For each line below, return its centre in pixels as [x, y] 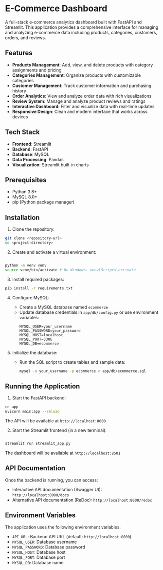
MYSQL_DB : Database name [38, 562]
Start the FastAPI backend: [39, 398]
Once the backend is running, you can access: [52, 480]
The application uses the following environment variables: [63, 527]
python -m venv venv [26, 265]
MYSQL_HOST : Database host [39, 552]
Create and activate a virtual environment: [54, 252]
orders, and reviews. [26, 38]
